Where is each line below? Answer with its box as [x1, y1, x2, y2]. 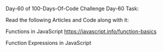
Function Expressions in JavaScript [5, 40, 91, 46]
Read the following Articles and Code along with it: [5, 17, 129, 23]
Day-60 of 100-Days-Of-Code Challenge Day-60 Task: [5, 5, 139, 12]
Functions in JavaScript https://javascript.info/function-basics [5, 28, 157, 35]
